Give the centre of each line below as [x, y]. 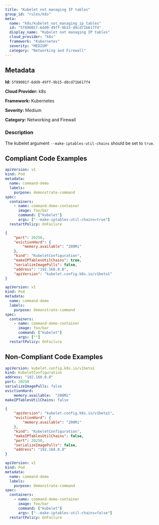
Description [19, 132]
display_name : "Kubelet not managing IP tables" [60, 32]
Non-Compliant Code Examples [54, 357]
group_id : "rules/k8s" [28, 14]
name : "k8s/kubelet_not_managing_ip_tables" [55, 23]
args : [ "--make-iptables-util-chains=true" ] [64, 220]
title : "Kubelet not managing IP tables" [48, 10]
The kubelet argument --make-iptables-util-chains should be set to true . [80, 143]
